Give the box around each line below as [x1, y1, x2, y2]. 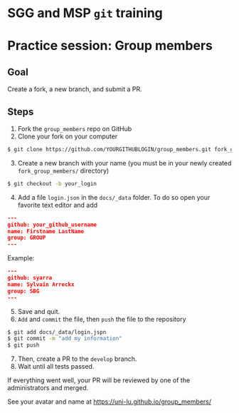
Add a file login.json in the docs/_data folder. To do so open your [17, 193, 211, 201]
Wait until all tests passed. [17, 362, 95, 371]
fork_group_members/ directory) [17, 166, 110, 175]
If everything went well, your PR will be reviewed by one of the [7, 376, 191, 384]
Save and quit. [17, 307, 60, 315]
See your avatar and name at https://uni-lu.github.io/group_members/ [7, 397, 212, 406]
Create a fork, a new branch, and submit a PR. [7, 85, 142, 93]
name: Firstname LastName [7, 228, 84, 235]
